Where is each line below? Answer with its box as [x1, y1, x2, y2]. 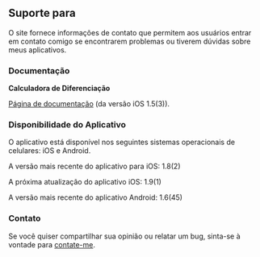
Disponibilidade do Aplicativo [8, 119, 127, 131]
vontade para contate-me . [8, 239, 95, 249]
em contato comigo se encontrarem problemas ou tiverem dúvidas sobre [8, 36, 251, 46]
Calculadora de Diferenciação [8, 84, 111, 93]
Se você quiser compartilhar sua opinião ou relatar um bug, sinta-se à [8, 231, 241, 241]
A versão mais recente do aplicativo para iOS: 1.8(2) [8, 161, 181, 172]
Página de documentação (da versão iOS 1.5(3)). [8, 99, 170, 109]
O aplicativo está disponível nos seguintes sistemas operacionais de [8, 137, 236, 147]
